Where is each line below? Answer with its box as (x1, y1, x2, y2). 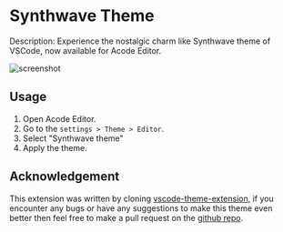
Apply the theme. (22, 142, 88, 153)
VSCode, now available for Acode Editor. (9, 45, 162, 55)
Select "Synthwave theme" (22, 133, 125, 144)
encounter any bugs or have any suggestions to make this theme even (9, 202, 273, 214)
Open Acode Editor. (22, 113, 96, 124)
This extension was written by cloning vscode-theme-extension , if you (9, 193, 275, 204)
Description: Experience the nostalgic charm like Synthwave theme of (9, 35, 271, 46)
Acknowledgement (9, 169, 120, 185)
